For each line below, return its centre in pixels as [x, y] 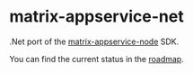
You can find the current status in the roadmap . [96, 59]
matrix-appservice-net [96, 17]
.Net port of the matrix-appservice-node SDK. [94, 41]
